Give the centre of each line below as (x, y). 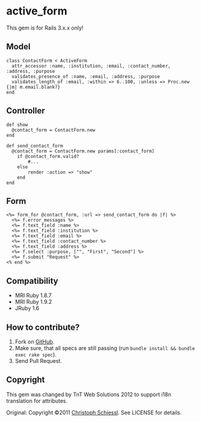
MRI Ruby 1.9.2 (33, 302)
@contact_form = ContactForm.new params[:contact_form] (83, 151)
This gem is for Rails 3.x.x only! (45, 28)
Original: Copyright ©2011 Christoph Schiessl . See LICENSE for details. (94, 412)
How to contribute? (43, 327)
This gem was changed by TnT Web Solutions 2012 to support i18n (89, 394)
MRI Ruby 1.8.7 (33, 295)
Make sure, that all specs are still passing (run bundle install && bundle (105, 348)
